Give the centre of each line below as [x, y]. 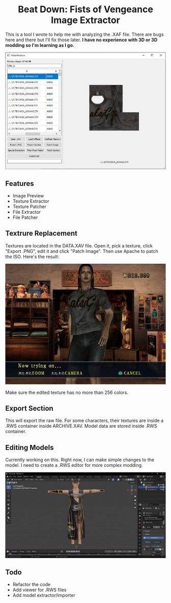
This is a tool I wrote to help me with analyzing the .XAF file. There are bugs [84, 34]
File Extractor [27, 212]
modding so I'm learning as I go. [40, 45]
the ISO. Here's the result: [32, 257]
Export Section [29, 408]
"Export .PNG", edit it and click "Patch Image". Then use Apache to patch [82, 251]
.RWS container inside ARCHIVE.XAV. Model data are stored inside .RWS [81, 426]
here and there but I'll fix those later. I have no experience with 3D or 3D [81, 40]
